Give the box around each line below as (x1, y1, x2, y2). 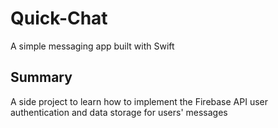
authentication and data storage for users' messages (10, 106, 228, 118)
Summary (10, 69, 73, 86)
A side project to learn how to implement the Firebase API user (10, 95, 269, 107)
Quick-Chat (10, 7, 108, 30)
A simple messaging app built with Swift (10, 40, 175, 52)
